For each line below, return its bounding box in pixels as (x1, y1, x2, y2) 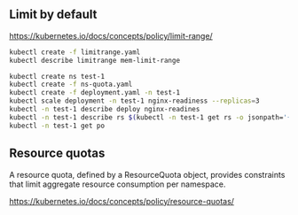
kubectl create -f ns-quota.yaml (9, 80, 133, 89)
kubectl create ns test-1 (9, 72, 105, 81)
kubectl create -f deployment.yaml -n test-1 (9, 88, 180, 97)
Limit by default (9, 7, 98, 22)
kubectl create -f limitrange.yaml (9, 48, 141, 57)
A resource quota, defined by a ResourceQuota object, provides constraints (9, 169, 286, 180)
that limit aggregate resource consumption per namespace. (9, 179, 226, 189)
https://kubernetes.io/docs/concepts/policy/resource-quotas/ (9, 196, 235, 206)
